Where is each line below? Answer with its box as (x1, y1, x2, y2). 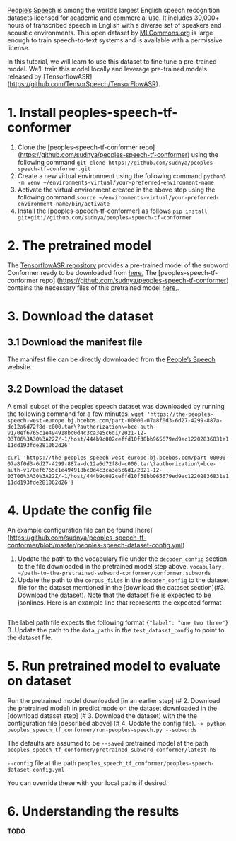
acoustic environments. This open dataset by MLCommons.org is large (7, 28, 213, 37)
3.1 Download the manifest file (7, 336, 143, 349)
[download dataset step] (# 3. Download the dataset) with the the (7, 711, 198, 720)
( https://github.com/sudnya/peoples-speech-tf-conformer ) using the (17, 150, 219, 158)
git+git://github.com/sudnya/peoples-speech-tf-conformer (17, 214, 192, 221)
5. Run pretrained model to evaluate (7, 658, 221, 674)
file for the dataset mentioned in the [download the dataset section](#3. (17, 583, 226, 591)
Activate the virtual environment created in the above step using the (17, 185, 216, 194)
